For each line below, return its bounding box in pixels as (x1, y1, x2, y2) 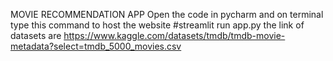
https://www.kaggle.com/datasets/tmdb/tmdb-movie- (63, 30, 286, 41)
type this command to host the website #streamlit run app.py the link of (10, 19, 305, 31)
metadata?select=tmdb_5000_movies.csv (10, 40, 182, 52)
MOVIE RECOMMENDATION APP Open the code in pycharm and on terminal (10, 9, 324, 20)
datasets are (10, 30, 62, 41)
